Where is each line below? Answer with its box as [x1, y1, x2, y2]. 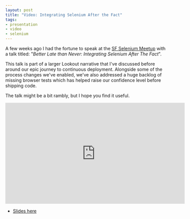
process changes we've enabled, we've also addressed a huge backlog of [5, 72, 162, 77]
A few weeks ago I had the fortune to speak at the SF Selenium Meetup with [5, 46, 166, 51]
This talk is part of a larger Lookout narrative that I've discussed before [5, 61, 155, 67]
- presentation [5, 22, 38, 27]
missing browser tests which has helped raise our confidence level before [5, 77, 161, 83]
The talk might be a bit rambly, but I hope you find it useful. [5, 93, 130, 98]
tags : [5, 17, 17, 22]
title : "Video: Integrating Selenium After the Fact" [5, 12, 123, 17]
